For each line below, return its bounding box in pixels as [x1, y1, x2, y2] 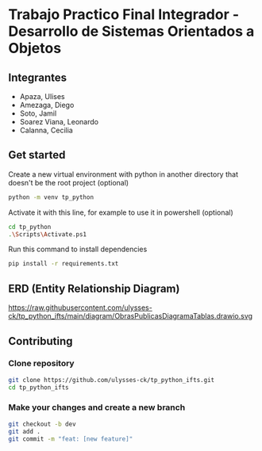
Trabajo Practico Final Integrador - [8, 6, 240, 24]
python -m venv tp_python [8, 193, 94, 201]
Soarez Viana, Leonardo [19, 117, 99, 126]
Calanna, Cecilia [19, 125, 73, 135]
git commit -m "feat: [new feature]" [8, 434, 133, 443]
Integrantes [8, 71, 67, 84]
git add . [8, 427, 41, 435]
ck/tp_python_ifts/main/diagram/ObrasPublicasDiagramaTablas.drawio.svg [8, 311, 252, 321]
